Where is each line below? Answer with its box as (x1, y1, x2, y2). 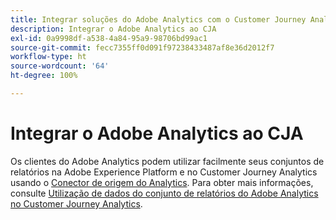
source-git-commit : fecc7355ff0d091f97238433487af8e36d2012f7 (10, 42, 275, 53)
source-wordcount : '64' (10, 61, 110, 71)
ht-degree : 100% (10, 71, 78, 81)
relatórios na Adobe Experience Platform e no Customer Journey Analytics (10, 166, 318, 178)
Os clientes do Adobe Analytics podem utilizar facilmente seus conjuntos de (10, 155, 325, 167)
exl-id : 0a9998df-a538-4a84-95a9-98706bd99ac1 (10, 33, 208, 43)
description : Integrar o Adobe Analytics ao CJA (10, 24, 217, 34)
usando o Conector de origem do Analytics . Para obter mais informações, (10, 176, 314, 188)
